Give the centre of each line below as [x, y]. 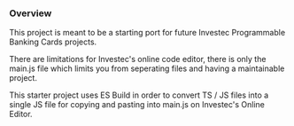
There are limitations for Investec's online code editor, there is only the [138, 59]
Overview [31, 13]
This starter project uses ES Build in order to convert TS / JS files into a [139, 95]
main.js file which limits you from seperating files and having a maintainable [147, 68]
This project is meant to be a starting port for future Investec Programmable [147, 33]
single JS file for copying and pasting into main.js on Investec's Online [137, 105]
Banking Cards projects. [53, 42]
